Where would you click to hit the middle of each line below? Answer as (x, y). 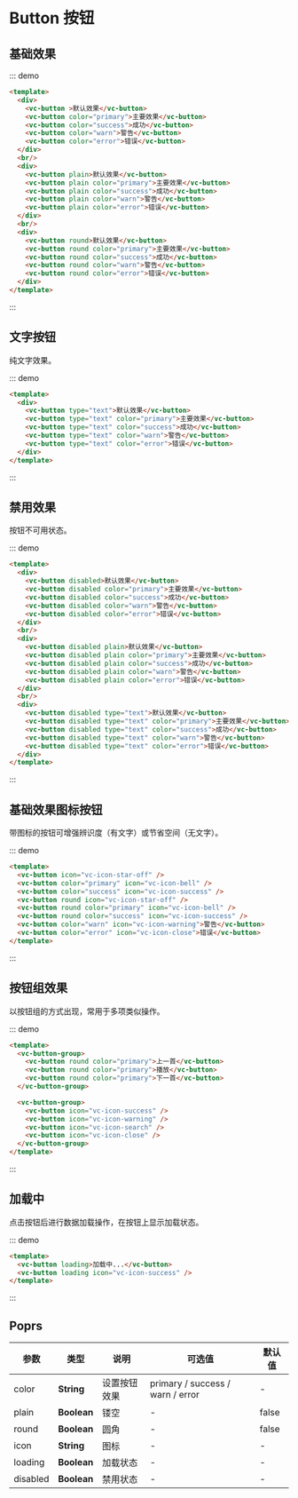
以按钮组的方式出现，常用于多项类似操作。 (87, 1011)
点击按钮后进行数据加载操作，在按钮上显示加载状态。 (106, 1222)
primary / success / (190, 1383)
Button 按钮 (52, 18)
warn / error (174, 1395)
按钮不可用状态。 (40, 530)
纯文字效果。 (32, 360)
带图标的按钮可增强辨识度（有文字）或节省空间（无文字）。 (116, 833)
